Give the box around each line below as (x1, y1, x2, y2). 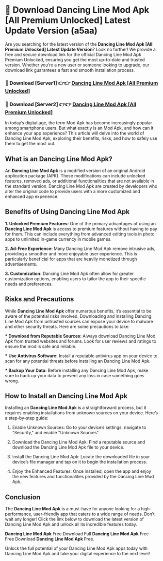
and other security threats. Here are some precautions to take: (5, 324, 130, 329)
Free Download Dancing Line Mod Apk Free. (5, 536, 95, 542)
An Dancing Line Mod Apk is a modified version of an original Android (5, 168, 146, 174)
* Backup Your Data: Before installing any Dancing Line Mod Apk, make (5, 368, 149, 373)
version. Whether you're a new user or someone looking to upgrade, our (5, 62, 149, 68)
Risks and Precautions (5, 295, 74, 304)
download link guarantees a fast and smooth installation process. (5, 67, 135, 73)
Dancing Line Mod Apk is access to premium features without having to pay (5, 226, 158, 232)
